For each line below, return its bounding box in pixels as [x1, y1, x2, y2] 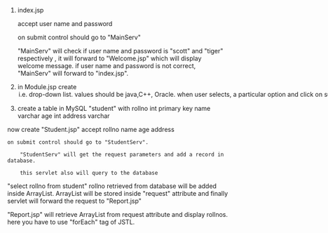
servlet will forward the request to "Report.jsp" [7, 197, 142, 205]
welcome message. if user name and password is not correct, [17, 62, 196, 69]
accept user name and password [17, 20, 113, 27]
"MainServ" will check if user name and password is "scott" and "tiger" [17, 47, 224, 55]
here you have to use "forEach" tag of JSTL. [7, 218, 135, 226]
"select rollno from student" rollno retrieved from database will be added [7, 182, 217, 190]
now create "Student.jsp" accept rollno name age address [7, 126, 175, 133]
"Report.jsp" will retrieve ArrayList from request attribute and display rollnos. [7, 211, 228, 218]
